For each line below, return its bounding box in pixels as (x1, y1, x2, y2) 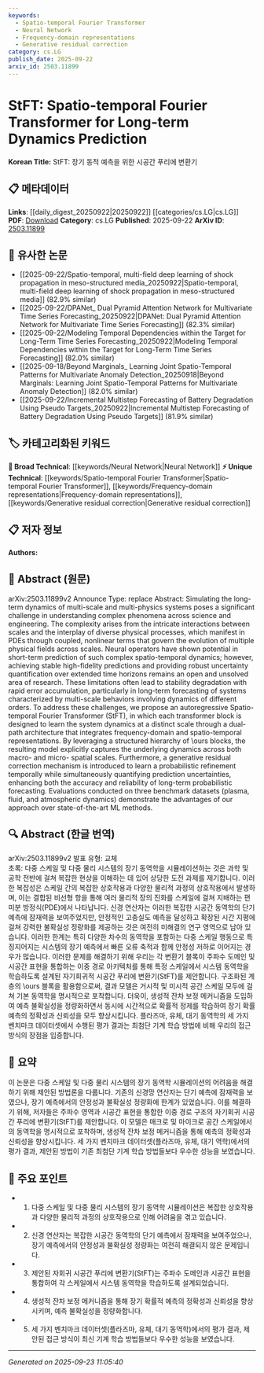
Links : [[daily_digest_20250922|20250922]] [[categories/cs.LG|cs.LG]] (8, 207, 239, 216)
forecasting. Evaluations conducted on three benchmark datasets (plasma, (8, 786, 250, 795)
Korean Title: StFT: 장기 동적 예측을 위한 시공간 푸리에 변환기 (8, 156, 198, 166)
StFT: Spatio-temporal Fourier (8, 96, 208, 114)
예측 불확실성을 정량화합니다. (54, 1306, 143, 1316)
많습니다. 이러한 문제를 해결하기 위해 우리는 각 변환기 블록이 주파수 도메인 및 (22, 952, 255, 961)
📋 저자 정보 (8, 523, 63, 536)
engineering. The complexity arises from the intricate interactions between (8, 619, 250, 628)
